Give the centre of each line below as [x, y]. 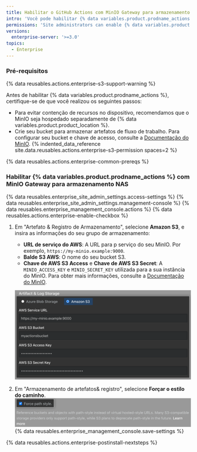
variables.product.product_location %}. [62, 125]
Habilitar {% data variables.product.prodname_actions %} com [98, 177]
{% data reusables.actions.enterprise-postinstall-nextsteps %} [82, 442]
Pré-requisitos [27, 71]
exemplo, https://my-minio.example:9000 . [74, 251]
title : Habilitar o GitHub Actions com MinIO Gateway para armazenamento [98, 12]
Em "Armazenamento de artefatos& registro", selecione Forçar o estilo [99, 389]
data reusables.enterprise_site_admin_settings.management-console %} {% [98, 203]
